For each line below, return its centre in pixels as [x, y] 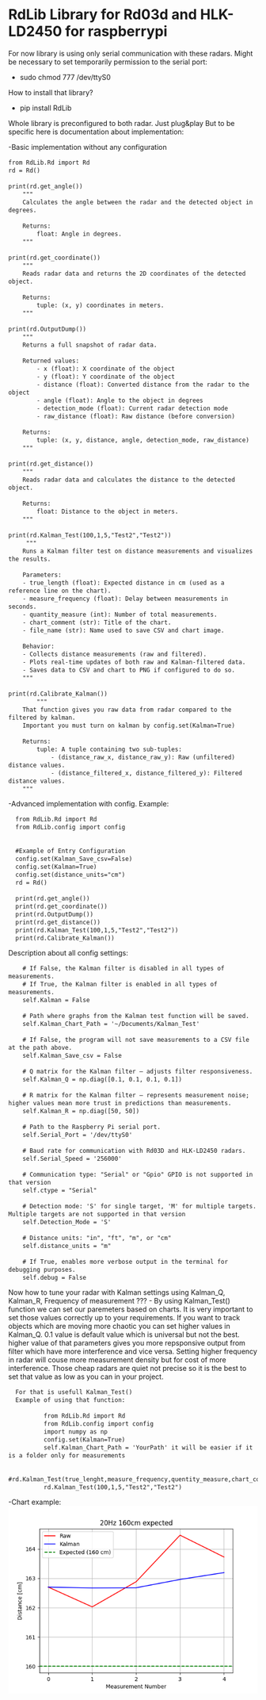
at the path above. [40, 1047]
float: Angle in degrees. [80, 234]
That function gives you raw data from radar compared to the [127, 710]
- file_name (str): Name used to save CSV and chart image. [123, 630]
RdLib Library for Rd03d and [103, 15]
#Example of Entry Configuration [70, 851]
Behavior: [39, 646]
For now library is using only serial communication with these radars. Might [131, 53]
